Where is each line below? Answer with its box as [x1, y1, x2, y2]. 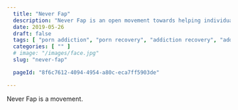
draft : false [13, 30, 52, 37]
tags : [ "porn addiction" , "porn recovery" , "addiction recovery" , [13, 37, 217, 44]
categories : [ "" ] [13, 43, 71, 50]
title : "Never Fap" [13, 10, 71, 18]
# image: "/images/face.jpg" [13, 50, 99, 57]
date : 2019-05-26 [13, 23, 65, 30]
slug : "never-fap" [13, 56, 68, 63]
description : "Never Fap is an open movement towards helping [13, 17, 201, 24]
